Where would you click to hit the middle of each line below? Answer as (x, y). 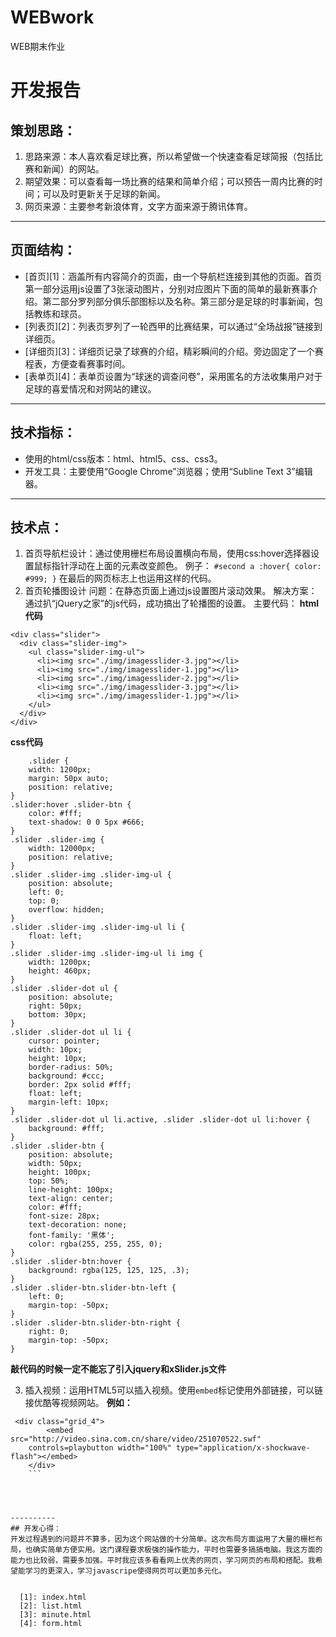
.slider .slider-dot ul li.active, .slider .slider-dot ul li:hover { (160, 1120)
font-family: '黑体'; (71, 1236)
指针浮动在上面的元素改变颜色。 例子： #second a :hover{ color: (186, 566)
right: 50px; (55, 1006)
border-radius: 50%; (71, 1067)
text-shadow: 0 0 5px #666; (86, 822)
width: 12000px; (62, 849)
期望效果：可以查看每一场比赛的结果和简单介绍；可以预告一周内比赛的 (169, 181)
